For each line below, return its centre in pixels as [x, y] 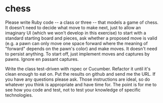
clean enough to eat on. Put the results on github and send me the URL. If [80, 74]
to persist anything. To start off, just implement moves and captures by [78, 54]
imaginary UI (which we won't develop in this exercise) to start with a [76, 33]
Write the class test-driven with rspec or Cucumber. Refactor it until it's [78, 69]
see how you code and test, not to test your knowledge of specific [73, 90]
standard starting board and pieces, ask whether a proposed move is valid [81, 38]
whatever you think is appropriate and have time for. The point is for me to [81, 84]
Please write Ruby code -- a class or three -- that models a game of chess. [82, 22]
